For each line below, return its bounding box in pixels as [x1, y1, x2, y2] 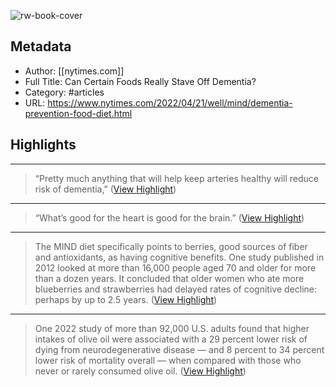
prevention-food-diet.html [24, 107, 133, 119]
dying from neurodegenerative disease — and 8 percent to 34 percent [34, 343, 325, 355]
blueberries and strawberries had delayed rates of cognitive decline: [34, 283, 317, 295]
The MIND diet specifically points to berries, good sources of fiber [34, 240, 308, 252]
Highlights [10, 136, 77, 154]
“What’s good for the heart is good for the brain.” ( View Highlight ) [34, 211, 305, 224]
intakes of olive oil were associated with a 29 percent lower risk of [34, 333, 308, 345]
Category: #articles [24, 86, 105, 98]
